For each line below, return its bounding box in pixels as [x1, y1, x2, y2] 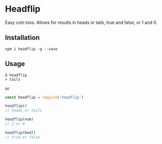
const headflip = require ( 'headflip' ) [5, 95, 84, 100]
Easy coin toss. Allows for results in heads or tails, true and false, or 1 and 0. [5, 19, 158, 25]
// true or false [5, 135, 40, 140]
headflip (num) [5, 117, 34, 122]
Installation [5, 34, 40, 42]
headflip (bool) [5, 130, 36, 135]
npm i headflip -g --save [5, 46, 57, 52]
